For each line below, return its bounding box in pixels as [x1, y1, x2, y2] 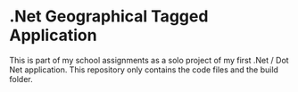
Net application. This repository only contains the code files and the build [9, 64, 279, 75]
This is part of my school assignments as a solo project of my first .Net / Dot [9, 54, 289, 65]
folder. [9, 73, 33, 84]
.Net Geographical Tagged [9, 6, 209, 27]
